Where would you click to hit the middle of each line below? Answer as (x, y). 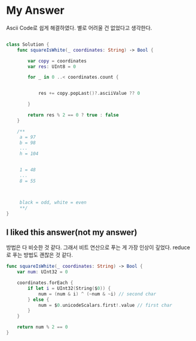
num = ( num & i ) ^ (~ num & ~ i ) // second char (97, 294)
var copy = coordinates (57, 61)
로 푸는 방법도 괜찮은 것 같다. (40, 255)
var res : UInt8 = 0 (52, 67)
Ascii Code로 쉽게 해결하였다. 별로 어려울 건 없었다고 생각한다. (79, 28)
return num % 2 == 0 (42, 327)
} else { (39, 300)
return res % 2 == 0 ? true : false (73, 115)
